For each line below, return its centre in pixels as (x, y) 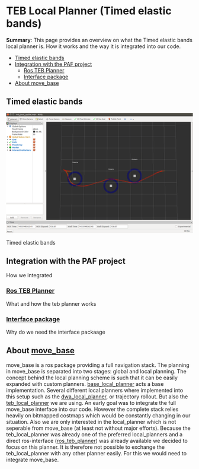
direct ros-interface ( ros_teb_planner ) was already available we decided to (97, 441)
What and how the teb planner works (51, 303)
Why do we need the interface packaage (56, 332)
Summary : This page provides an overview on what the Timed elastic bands (99, 40)
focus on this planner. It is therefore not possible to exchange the (86, 447)
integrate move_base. (33, 460)
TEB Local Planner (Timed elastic (89, 11)
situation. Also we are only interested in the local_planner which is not (91, 422)
